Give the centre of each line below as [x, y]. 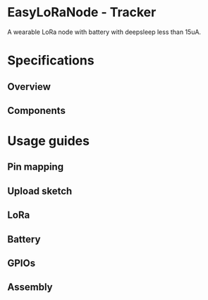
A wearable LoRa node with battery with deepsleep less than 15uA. [104, 32]
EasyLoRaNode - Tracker [82, 12]
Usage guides [49, 141]
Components [36, 110]
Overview [29, 87]
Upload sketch [40, 191]
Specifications [51, 60]
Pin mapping [36, 167]
